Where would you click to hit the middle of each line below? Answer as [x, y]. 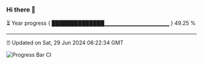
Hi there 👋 [21, 10]
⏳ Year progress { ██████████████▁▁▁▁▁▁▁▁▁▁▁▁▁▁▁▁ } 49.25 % [101, 23]
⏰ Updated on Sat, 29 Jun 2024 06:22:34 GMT [65, 43]
